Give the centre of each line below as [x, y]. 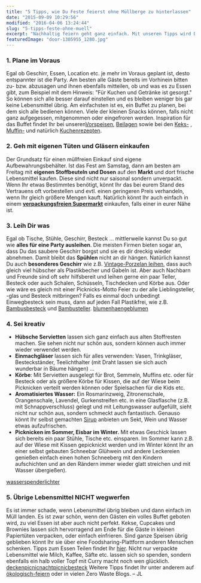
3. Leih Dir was [28, 225]
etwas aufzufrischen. [41, 426]
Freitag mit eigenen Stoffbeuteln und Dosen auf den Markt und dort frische [100, 172]
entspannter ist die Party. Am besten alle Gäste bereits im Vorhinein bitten [97, 80]
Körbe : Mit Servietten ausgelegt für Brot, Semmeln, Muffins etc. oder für [104, 375]
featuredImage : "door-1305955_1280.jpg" [57, 39]
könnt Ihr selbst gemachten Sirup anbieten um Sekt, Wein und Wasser [101, 420]
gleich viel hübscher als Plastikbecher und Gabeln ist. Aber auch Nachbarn [98, 270]
